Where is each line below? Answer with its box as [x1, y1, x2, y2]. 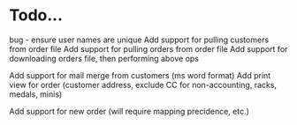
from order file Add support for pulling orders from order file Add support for [9, 43, 288, 54]
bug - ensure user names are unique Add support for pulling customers [9, 34, 270, 45]
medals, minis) [9, 89, 63, 99]
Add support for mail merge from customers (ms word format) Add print [9, 70, 271, 80]
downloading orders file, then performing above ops [9, 53, 200, 63]
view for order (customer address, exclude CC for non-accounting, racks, [9, 79, 277, 90]
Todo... [9, 5, 64, 26]
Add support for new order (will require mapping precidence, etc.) [9, 106, 250, 116]
